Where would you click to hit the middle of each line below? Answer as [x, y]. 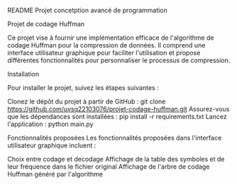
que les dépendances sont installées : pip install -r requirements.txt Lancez [117, 117]
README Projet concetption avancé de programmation [88, 10]
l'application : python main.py [50, 124]
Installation [23, 74]
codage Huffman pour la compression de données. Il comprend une [106, 45]
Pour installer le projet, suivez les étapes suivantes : [83, 88]
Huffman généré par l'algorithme [55, 174]
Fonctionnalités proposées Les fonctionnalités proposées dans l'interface [115, 138]
